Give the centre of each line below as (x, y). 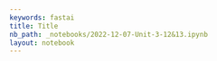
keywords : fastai (42, 17)
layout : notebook (42, 43)
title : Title (34, 26)
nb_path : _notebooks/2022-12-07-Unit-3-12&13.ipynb (108, 34)
